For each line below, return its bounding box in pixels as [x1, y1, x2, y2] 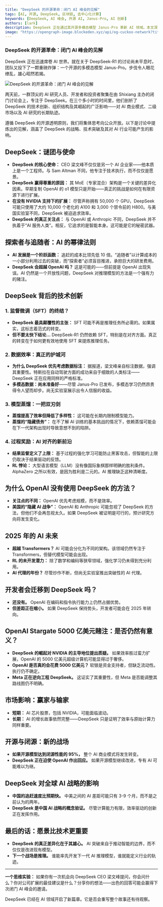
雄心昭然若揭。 [17, 71, 48, 77]
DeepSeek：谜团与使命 [5, 148, 75, 156]
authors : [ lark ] [5, 20, 38, 26]
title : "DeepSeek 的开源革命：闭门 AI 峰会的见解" [5, 7, 100, 12]
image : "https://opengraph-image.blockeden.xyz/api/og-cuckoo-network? [5, 30, 153, 35]
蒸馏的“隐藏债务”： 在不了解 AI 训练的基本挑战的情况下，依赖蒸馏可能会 [12, 419, 157, 425]
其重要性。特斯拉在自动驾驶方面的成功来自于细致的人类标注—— [12, 369, 140, 375]
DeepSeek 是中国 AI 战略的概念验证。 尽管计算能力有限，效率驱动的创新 [12, 805, 157, 811]
